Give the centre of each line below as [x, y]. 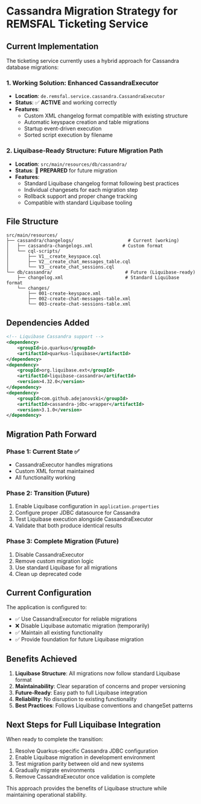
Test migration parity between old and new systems [79, 764]
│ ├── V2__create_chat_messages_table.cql [69, 262]
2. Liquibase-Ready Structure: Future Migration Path [85, 151]
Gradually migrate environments [55, 770]
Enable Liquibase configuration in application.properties [87, 506]
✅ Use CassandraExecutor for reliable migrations [76, 619]
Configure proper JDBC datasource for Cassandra [77, 513]
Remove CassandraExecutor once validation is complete [85, 777]
